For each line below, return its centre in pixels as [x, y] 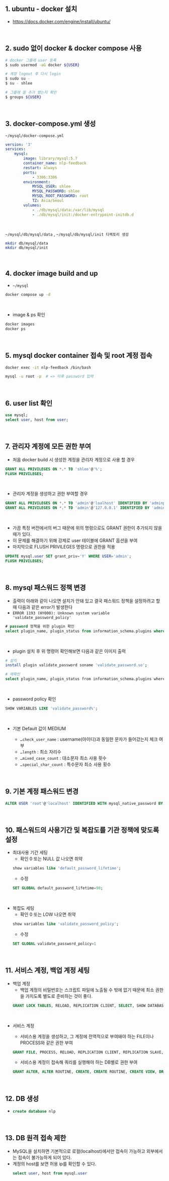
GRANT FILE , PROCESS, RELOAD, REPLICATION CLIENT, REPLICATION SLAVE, [88, 1052]
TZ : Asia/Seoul [48, 201]
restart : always [40, 168]
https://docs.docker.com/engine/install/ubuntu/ [61, 21]
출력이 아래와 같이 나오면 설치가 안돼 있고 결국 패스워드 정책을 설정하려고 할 [86, 601]
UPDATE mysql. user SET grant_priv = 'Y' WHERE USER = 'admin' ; [68, 557]
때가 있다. [22, 534]
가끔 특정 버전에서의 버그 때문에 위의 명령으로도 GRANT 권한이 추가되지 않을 [87, 528]
